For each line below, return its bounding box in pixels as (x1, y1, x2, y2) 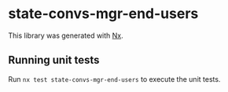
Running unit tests (8, 53, 100, 67)
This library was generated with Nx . (8, 31, 123, 40)
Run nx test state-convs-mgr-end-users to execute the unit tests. (8, 74, 221, 83)
